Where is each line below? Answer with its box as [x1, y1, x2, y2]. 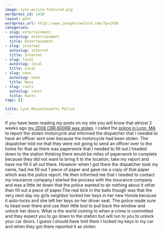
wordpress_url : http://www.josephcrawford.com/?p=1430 [5, 20, 119, 26]
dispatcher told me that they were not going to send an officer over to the [5, 141, 152, 146]
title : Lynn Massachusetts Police [5, 107, 75, 112]
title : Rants [9, 93, 36, 98]
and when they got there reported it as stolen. [5, 224, 97, 229]
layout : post [5, 16, 32, 21]
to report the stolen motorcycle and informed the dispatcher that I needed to [5, 130, 158, 136]
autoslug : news [9, 75, 40, 80]
